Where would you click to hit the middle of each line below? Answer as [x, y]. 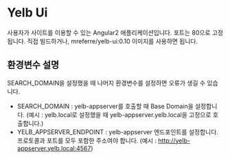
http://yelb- [174, 140]
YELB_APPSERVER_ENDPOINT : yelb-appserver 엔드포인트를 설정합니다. [117, 131]
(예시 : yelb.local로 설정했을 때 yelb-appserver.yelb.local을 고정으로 [119, 114]
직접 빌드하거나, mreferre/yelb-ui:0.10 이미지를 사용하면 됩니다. [113, 41]
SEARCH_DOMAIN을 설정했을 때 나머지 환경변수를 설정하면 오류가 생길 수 [106, 83]
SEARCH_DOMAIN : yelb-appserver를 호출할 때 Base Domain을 [105, 106]
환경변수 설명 [33, 65]
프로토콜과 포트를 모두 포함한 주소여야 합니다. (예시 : [87, 140]
